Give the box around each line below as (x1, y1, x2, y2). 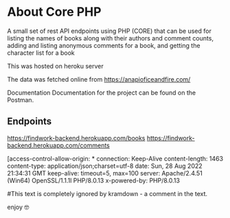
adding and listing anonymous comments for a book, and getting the (7, 41, 200, 49)
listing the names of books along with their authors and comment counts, (7, 34, 214, 42)
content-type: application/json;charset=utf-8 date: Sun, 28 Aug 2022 (7, 162, 203, 170)
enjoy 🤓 (7, 203, 30, 211)
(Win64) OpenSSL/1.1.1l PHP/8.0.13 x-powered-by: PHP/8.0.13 (7, 176, 181, 184)
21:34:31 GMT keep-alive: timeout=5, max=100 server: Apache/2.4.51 (7, 169, 203, 177)
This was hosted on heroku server (7, 62, 104, 70)
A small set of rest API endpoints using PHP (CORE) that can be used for (7, 27, 211, 35)
